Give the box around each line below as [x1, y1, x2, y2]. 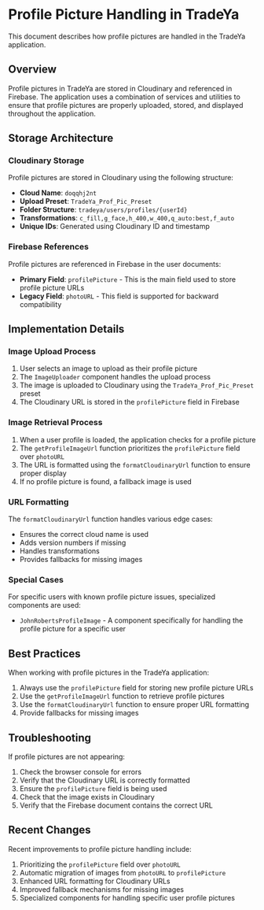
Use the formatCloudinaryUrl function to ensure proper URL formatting [19, 700, 250, 709]
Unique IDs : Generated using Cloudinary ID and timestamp [19, 222, 211, 231]
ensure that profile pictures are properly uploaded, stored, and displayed [8, 100, 244, 109]
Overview [8, 63, 57, 76]
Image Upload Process [8, 346, 97, 357]
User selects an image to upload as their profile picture [19, 364, 198, 373]
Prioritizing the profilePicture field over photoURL [19, 860, 181, 869]
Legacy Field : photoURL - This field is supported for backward [19, 291, 219, 301]
